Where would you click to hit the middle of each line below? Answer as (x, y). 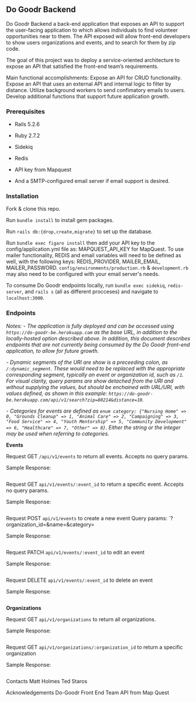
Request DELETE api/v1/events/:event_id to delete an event (80, 580)
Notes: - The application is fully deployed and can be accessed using (90, 326)
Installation (23, 196)
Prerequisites (25, 111)
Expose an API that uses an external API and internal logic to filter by (89, 84)
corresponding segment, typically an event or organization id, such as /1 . (95, 374)
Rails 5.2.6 (27, 124)
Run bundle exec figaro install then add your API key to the (80, 243)
